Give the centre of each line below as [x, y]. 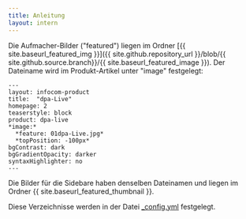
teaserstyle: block [40, 113]
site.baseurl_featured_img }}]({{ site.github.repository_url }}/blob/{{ [117, 54]
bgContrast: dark [37, 147]
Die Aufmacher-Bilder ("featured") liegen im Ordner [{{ [97, 45]
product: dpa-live [38, 119]
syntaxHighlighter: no [45, 161]
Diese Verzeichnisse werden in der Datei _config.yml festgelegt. [112, 206]
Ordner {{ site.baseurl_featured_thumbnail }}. [81, 191]
